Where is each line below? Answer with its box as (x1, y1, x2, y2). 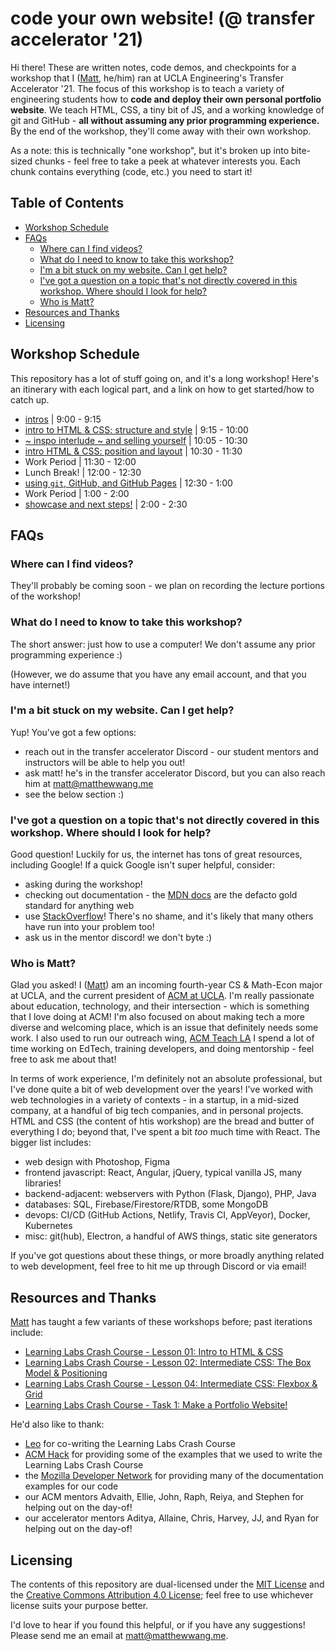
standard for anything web (24, 900, 135, 912)
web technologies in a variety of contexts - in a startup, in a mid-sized (10, 1094, 300, 1106)
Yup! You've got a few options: (10, 726, 137, 738)
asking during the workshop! (24, 878, 143, 891)
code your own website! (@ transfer (10, 7, 315, 30)
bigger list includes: (10, 1137, 92, 1149)
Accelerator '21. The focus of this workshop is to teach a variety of (10, 82, 285, 94)
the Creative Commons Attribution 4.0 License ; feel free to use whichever (10, 1589, 314, 1601)
